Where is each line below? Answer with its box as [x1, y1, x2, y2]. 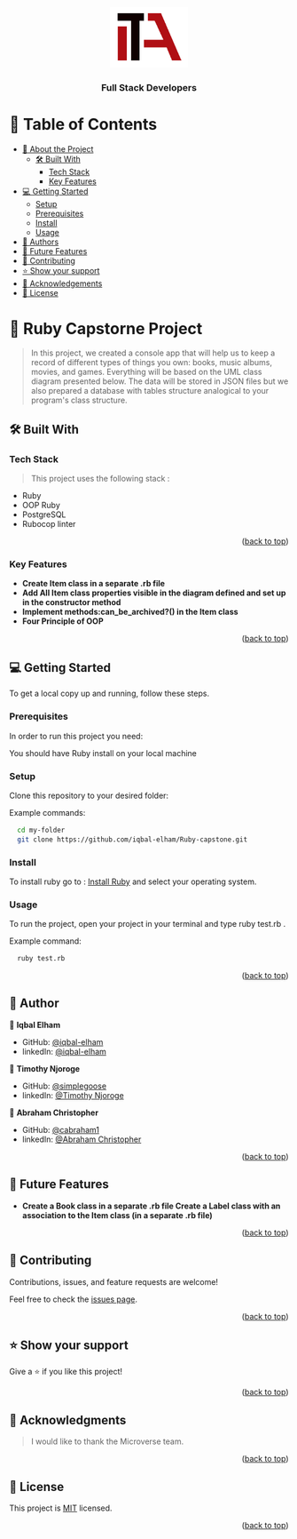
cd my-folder [17, 825, 66, 834]
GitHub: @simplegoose [21, 1080, 107, 1091]
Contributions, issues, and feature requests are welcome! [9, 1276, 219, 1287]
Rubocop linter [21, 519, 76, 530]
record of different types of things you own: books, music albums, [30, 357, 273, 368]
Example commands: [9, 807, 86, 817]
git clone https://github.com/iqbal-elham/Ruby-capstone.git [17, 834, 248, 844]
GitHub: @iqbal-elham [21, 1036, 104, 1047]
